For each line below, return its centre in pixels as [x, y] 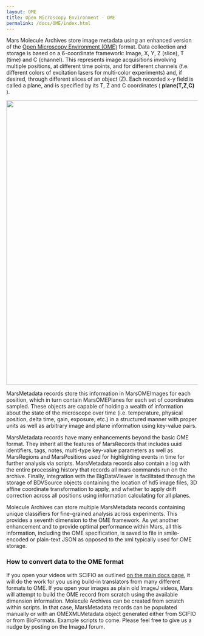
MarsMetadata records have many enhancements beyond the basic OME [98, 438]
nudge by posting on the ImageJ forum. [56, 626]
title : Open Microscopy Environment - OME [61, 18]
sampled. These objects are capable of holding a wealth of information [95, 407]
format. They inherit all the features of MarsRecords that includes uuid [94, 444]
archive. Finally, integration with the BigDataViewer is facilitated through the [101, 476]
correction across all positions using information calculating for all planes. [99, 496]
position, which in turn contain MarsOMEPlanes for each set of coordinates [100, 400]
